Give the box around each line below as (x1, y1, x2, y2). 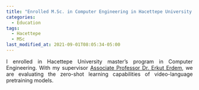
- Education (11, 20, 41, 25)
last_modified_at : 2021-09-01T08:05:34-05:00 (6, 42, 120, 48)
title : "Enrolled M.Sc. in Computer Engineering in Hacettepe (6, 8, 163, 15)
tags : (6, 25, 20, 31)
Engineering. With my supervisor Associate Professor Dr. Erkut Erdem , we (6, 64, 194, 71)
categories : (6, 14, 36, 20)
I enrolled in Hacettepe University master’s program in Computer (6, 57, 193, 65)
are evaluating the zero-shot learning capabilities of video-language (6, 70, 193, 78)
